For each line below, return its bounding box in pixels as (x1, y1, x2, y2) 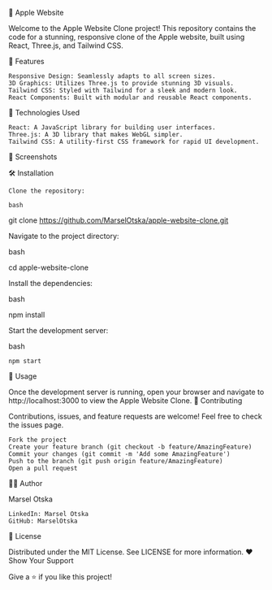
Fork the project (8, 436, 67, 444)
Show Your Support (8, 556, 74, 565)
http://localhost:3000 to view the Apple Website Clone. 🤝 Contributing (8, 396, 243, 406)
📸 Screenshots (8, 152, 58, 162)
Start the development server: (8, 326, 109, 335)
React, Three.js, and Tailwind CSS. (8, 41, 124, 50)
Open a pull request (8, 464, 79, 472)
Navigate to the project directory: (8, 232, 119, 241)
